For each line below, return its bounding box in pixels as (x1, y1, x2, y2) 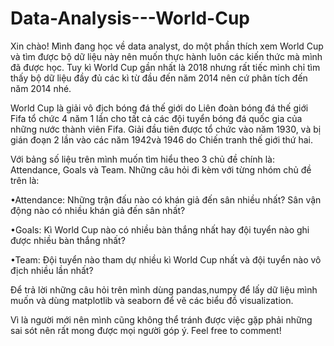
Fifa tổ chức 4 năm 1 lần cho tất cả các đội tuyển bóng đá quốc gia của (10, 112, 303, 124)
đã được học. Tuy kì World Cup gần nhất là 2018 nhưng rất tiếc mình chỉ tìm (10, 61, 321, 73)
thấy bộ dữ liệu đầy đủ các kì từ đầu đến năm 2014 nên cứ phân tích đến (10, 72, 308, 84)
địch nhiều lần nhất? (10, 264, 94, 276)
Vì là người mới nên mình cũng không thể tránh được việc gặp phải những (10, 313, 313, 326)
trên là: (10, 174, 40, 186)
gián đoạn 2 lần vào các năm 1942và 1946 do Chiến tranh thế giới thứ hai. (10, 133, 314, 146)
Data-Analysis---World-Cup (10, 7, 250, 30)
